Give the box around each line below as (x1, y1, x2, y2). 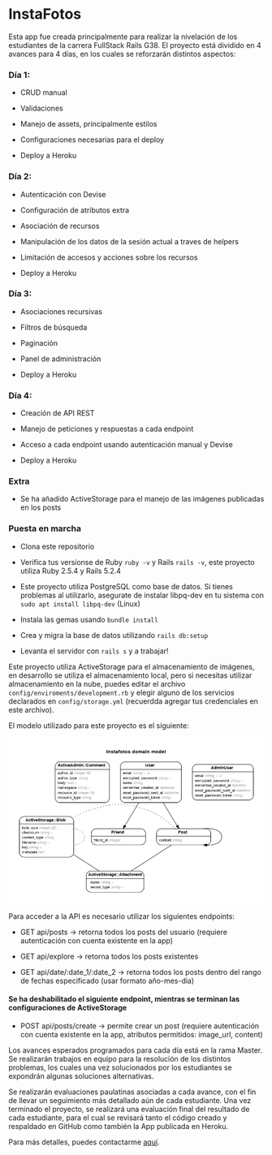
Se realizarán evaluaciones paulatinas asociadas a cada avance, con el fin (8, 1087, 257, 1097)
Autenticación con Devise (19, 189, 106, 199)
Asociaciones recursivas (19, 306, 103, 317)
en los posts (19, 502, 62, 512)
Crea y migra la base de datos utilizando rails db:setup (19, 630, 209, 640)
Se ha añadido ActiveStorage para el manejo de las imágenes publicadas (19, 494, 265, 504)
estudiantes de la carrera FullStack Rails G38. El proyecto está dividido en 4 (8, 40, 261, 50)
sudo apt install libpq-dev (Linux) (19, 598, 140, 609)
